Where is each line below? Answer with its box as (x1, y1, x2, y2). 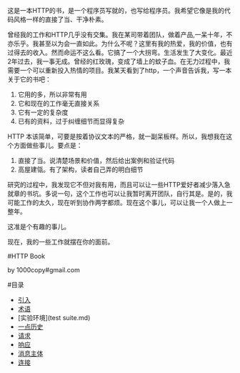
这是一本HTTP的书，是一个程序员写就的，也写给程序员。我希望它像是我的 (7, 6, 225, 14)
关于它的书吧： (7, 75, 51, 84)
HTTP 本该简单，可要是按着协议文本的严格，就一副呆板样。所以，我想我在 (7, 132, 226, 141)
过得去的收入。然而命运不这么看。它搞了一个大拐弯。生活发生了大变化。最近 (7, 49, 233, 56)
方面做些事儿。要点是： (13, 141, 83, 149)
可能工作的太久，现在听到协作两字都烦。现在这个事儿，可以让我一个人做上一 (7, 199, 233, 207)
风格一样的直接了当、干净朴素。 (13, 15, 108, 24)
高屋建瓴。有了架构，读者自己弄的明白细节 (17, 165, 144, 174)
